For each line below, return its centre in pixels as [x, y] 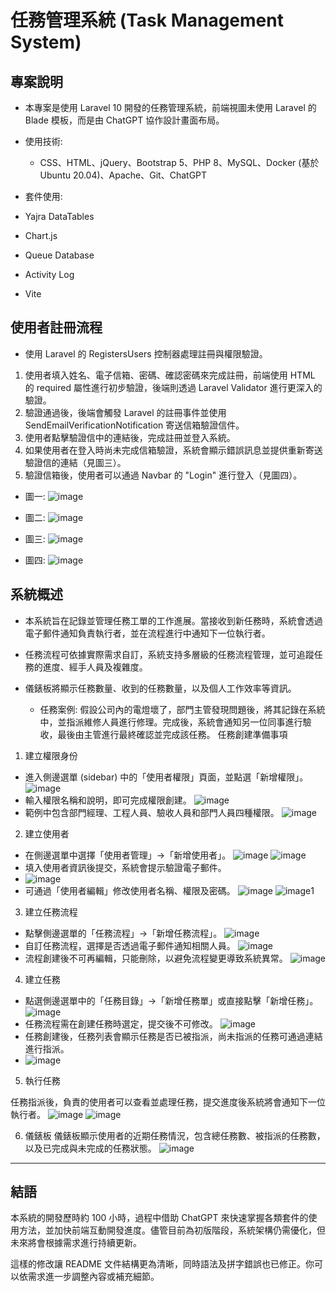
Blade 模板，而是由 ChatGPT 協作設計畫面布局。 [124, 120]
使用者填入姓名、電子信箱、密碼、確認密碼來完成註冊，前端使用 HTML [170, 375]
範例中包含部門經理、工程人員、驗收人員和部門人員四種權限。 [152, 812]
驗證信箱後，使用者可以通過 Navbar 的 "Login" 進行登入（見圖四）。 [163, 475]
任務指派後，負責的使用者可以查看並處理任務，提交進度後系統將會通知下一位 [168, 1102]
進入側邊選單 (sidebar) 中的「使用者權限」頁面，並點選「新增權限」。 [166, 777]
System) [46, 42]
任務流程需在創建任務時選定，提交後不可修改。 [121, 1023]
